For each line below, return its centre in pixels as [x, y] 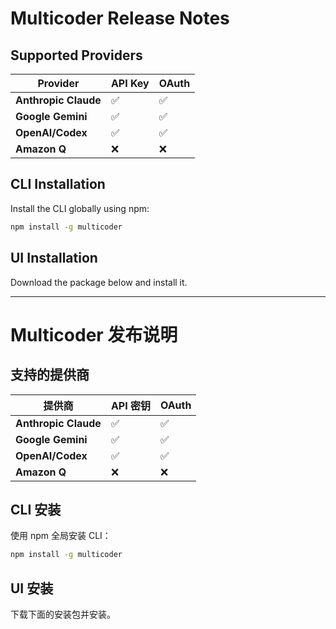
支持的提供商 [50, 375]
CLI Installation [58, 184]
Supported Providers [76, 55]
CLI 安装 [36, 509]
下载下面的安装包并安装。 [63, 614]
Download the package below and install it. [99, 282]
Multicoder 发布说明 [94, 334]
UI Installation [54, 258]
